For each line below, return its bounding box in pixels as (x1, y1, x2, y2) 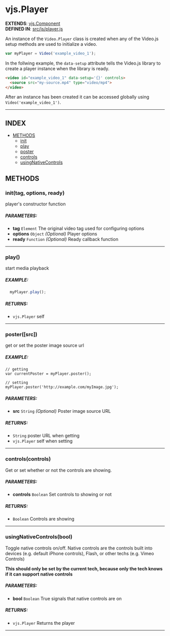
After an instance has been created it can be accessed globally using (5, 94, 149, 100)
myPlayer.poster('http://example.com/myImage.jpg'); (5, 385, 119, 390)
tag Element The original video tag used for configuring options (12, 225, 144, 231)
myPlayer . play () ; (10, 290, 47, 295)
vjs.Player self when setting (12, 438, 73, 444)
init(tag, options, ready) (5, 189, 65, 196)
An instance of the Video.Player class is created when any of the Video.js (5, 36, 159, 42)
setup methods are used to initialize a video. (5, 41, 98, 47)
